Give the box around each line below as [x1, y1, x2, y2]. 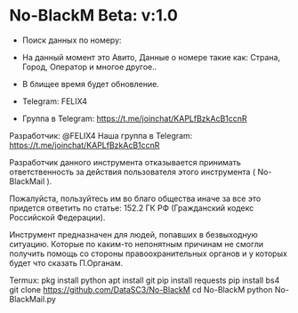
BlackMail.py [9, 293, 56, 304]
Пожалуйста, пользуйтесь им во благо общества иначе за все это [9, 193, 262, 204]
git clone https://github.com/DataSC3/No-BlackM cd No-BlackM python [9, 284, 273, 294]
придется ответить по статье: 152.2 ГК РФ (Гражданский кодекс [9, 202, 254, 213]
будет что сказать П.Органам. [9, 257, 123, 268]
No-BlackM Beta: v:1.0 [9, 5, 178, 26]
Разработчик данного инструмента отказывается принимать [9, 156, 242, 167]
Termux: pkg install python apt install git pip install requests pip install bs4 [9, 275, 280, 285]
